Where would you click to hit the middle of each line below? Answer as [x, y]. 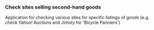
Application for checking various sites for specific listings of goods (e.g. [77, 18]
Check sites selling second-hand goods [53, 7]
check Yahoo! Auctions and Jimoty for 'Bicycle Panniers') [63, 22]
